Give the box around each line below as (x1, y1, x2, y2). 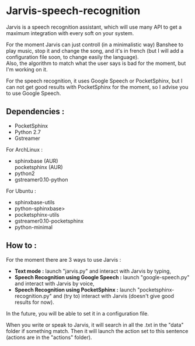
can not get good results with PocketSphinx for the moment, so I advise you (6, 83, 189, 90)
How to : (6, 241, 37, 251)
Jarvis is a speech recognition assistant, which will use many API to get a (6, 23, 182, 30)
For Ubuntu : (6, 187, 36, 194)
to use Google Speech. (6, 90, 61, 97)
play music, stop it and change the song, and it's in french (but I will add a (6, 47, 184, 54)
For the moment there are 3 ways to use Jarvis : (6, 256, 121, 263)
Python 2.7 (14, 128, 41, 135)
